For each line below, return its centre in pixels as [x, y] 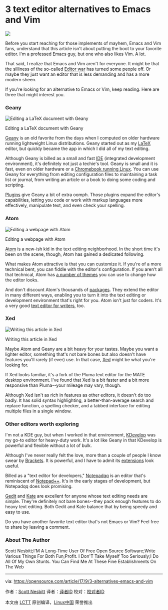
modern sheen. [21, 79]
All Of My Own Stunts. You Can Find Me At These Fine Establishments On [81, 562]
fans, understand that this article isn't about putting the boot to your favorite [83, 48]
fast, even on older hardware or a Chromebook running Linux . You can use [82, 169]
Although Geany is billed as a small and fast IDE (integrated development [80, 159]
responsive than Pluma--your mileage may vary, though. [63, 385]
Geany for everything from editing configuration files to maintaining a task [81, 175]
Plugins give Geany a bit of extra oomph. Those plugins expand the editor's [83, 195]
